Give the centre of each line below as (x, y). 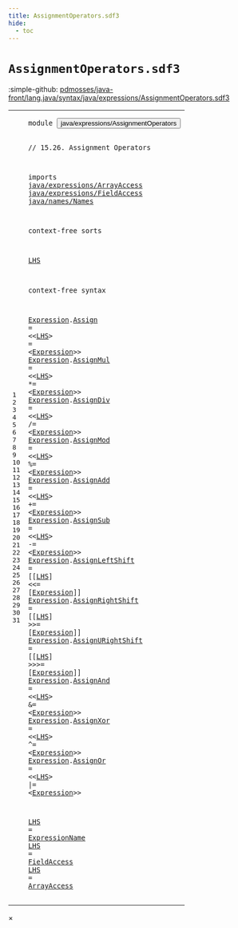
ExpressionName (57, 838)
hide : (17, 23)
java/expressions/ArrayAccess (85, 186)
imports (42, 178)
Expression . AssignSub (69, 520)
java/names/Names (61, 202)
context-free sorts (65, 231)
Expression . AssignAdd (69, 480)
